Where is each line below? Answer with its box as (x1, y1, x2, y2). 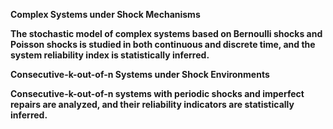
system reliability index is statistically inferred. (10, 49, 210, 61)
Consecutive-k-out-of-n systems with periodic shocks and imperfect (10, 88, 305, 99)
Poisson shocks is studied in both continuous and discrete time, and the (10, 39, 316, 50)
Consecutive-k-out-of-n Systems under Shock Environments (10, 69, 270, 80)
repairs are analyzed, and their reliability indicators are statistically (10, 99, 295, 110)
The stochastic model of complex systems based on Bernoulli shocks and (10, 28, 323, 39)
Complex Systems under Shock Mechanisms (10, 9, 201, 20)
